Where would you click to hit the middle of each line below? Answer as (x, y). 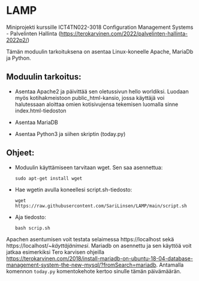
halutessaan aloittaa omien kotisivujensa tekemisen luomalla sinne (97, 104)
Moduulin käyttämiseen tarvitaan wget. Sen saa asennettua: (89, 167)
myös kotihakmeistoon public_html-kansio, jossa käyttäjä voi (90, 97)
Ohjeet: (20, 153)
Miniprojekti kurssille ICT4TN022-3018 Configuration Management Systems (100, 27)
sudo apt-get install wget (49, 178)
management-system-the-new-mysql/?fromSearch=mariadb (81, 265)
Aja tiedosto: (31, 217)
